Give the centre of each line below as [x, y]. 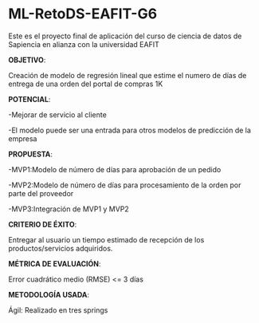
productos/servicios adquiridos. [61, 248]
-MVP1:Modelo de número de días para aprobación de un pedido [115, 169]
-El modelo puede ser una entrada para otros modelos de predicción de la [129, 130]
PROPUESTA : [31, 154]
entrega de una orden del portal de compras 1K [86, 84]
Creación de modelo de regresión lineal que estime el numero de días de [128, 75]
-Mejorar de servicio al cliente [58, 114]
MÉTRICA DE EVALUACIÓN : [55, 263]
